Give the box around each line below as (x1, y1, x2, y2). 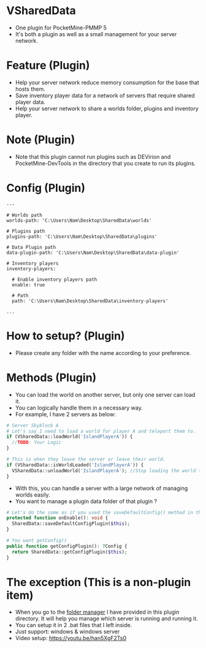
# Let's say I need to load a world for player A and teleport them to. (6, 428, 196, 434)
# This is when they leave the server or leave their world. (6, 456, 166, 462)
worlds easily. (15, 491, 50, 498)
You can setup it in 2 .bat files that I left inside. (15, 622, 132, 629)
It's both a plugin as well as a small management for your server (15, 30, 177, 37)
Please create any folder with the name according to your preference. (15, 349, 191, 356)
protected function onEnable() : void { (6, 515, 109, 521)
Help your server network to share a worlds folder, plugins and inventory (15, 105, 199, 112)
